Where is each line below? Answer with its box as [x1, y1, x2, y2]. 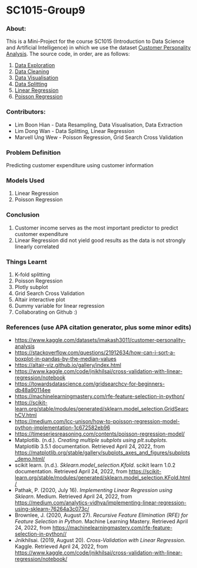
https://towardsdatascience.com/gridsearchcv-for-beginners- [14, 380, 165, 387]
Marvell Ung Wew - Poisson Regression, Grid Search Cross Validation [14, 134, 183, 141]
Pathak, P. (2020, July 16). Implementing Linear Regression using [14, 487, 173, 494]
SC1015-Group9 [6, 4, 85, 17]
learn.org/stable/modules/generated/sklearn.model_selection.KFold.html [14, 474, 191, 481]
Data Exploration [14, 62, 55, 69]
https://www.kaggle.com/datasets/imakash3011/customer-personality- [14, 337, 186, 344]
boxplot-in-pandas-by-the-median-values [14, 356, 116, 363]
